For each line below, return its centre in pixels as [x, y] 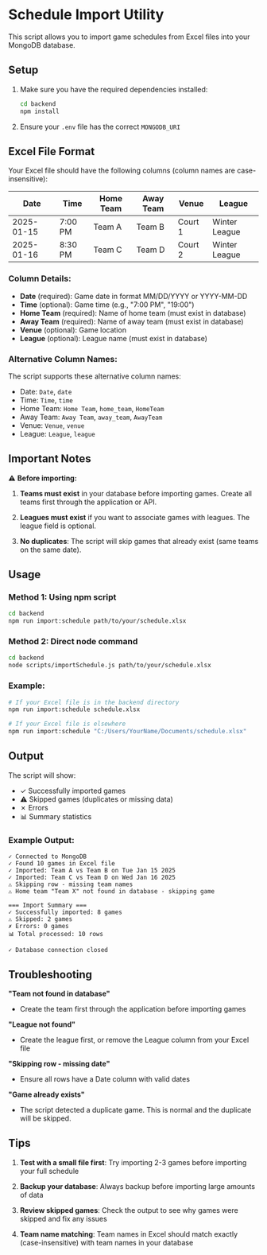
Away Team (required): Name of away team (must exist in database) [132, 321]
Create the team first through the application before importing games [133, 1008]
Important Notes [50, 459]
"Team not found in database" [59, 993]
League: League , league [57, 433]
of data [31, 1195]
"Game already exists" [46, 1094]
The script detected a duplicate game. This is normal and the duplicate [135, 1109]
